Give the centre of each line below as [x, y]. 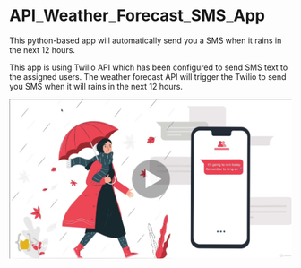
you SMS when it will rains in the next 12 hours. [96, 86]
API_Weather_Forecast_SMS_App [138, 16]
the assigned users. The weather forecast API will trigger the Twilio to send [148, 76]
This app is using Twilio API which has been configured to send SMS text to [149, 67]
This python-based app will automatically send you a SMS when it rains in [146, 40]
